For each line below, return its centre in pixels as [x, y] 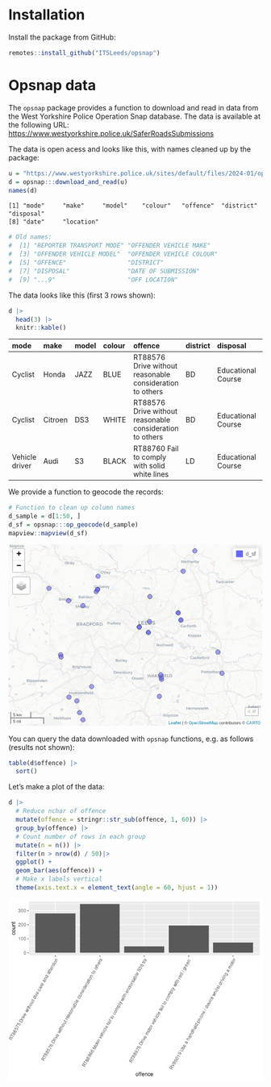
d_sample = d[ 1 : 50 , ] [45, 516]
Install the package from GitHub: [62, 37]
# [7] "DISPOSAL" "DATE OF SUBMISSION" [104, 271]
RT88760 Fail [156, 448]
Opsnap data [52, 85]
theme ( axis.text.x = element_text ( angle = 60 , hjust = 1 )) [117, 888]
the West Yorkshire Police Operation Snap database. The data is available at [134, 116]
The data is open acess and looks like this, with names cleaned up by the [130, 149]
